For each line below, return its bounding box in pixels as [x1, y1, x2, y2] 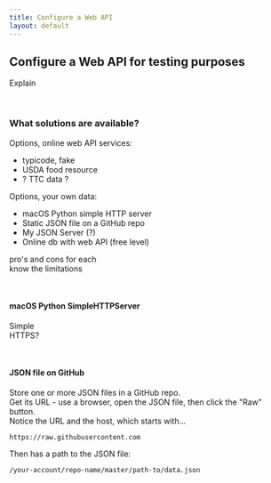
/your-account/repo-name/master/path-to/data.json [9, 466, 201, 475]
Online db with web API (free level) [21, 237, 149, 247]
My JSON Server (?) [21, 227, 96, 237]
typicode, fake [21, 155, 76, 165]
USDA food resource [21, 164, 98, 174]
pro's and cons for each [9, 254, 97, 264]
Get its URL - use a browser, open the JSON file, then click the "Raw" [9, 397, 263, 407]
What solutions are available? [9, 117, 139, 130]
